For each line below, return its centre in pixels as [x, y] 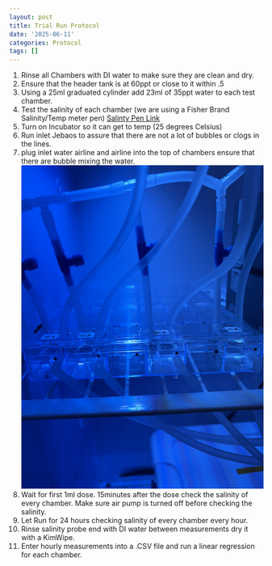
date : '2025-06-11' [42, 34]
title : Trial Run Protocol [54, 25]
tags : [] [24, 51]
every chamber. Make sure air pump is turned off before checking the [136, 503]
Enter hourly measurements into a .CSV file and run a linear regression [138, 547]
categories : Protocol [46, 43]
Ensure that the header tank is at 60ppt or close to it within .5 [122, 84]
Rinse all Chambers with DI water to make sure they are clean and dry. [138, 75]
